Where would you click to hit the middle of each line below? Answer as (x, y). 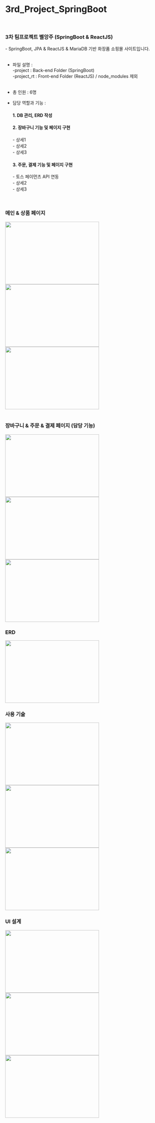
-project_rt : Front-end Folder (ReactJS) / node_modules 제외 (75, 77)
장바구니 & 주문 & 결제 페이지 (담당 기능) (50, 426)
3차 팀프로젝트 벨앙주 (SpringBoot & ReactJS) (59, 37)
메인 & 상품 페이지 (25, 213)
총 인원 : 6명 (24, 92)
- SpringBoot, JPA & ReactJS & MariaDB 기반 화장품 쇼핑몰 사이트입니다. (77, 49)
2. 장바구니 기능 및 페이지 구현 (41, 128)
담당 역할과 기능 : (29, 103)
